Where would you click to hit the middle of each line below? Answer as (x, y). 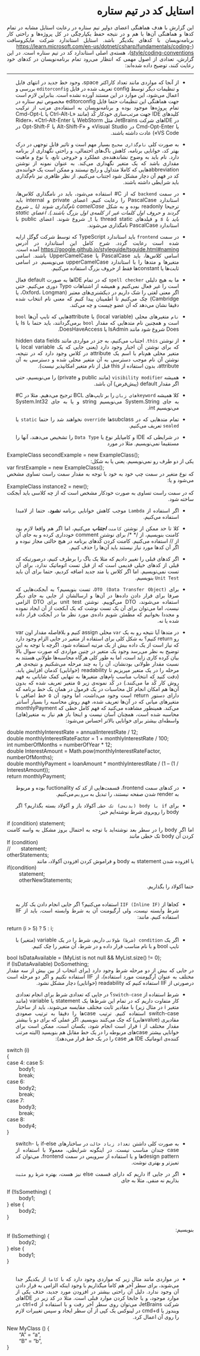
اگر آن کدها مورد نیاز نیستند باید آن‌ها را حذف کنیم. (124, 547)
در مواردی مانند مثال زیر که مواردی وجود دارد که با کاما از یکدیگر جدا (97, 1279)
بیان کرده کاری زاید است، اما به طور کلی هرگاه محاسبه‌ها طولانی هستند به (97, 657)
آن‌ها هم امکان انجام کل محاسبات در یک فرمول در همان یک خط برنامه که (97, 689)
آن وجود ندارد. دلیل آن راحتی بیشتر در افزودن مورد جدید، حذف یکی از (97, 1291)
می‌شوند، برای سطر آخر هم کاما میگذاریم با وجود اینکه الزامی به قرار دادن (97, 1285)
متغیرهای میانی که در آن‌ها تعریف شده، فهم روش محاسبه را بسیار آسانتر (97, 701)
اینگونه (97, 1149)
